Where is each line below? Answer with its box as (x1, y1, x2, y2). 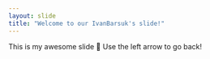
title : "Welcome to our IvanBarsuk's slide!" (8, 19, 165, 27)
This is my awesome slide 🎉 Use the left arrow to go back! (8, 41, 203, 51)
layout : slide (8, 11, 57, 20)
